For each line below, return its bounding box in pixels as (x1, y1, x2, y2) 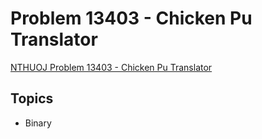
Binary (24, 117, 52, 129)
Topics (10, 90, 54, 107)
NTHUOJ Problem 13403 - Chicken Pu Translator (10, 61, 213, 73)
